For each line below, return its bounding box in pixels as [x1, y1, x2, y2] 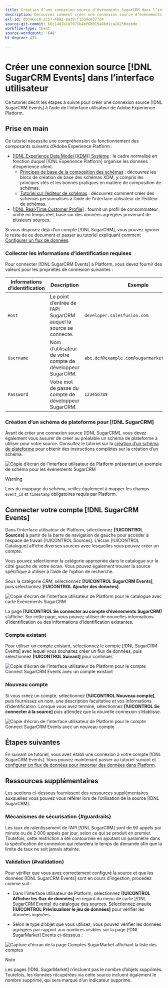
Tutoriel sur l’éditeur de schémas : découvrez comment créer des [19, 190, 154, 196]
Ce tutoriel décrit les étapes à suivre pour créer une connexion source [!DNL [5, 99, 162, 105]
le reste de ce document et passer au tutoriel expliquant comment [5, 232, 141, 238]
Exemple [127, 281, 149, 289]
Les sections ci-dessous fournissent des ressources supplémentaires [5, 790, 148, 796]
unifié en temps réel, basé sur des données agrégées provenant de [12, 211, 151, 217]
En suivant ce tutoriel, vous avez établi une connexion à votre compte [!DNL [5, 751, 161, 758]
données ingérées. [12, 911, 51, 917]
